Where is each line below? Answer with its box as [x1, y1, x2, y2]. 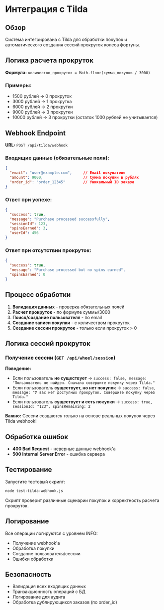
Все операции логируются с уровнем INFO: [5, 530, 98, 536]
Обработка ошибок [5, 432, 69, 441]
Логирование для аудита [12, 594, 66, 600]
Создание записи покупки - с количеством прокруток [12, 320, 130, 326]
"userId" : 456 [9, 231, 39, 236]
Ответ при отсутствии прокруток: [5, 246, 92, 253]
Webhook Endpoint [5, 128, 66, 137]
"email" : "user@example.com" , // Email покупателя [9, 170, 126, 175]
